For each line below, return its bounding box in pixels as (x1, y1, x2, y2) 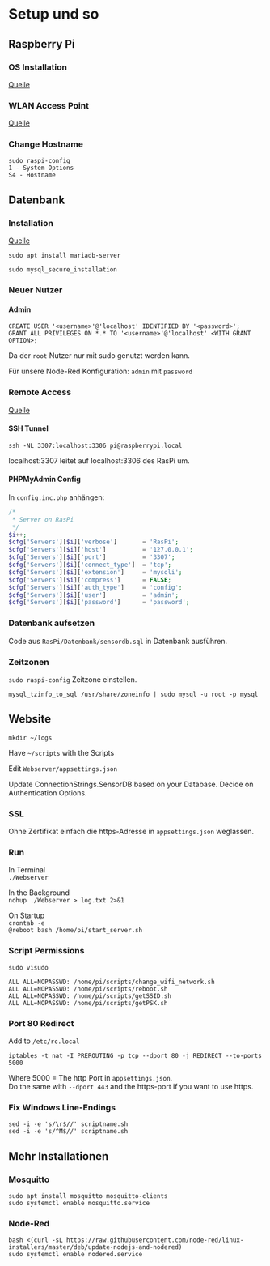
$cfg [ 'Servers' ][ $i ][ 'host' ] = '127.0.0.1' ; (8, 546, 194, 554)
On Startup (8, 910, 45, 920)
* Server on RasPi (11, 515, 74, 523)
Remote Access (8, 386, 71, 398)
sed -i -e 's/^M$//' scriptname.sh (8, 1127, 129, 1136)
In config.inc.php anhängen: (8, 492, 105, 502)
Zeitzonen (8, 656, 50, 667)
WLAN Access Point (8, 100, 89, 111)
